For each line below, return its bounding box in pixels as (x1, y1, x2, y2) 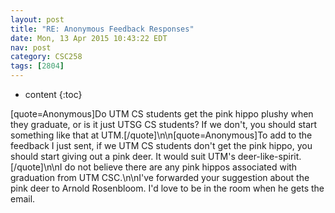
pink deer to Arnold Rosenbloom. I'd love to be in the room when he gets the (10, 182, 325, 194)
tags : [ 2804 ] (10, 61, 65, 71)
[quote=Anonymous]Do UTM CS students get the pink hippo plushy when (10, 108, 314, 120)
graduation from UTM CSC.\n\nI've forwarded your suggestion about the (10, 172, 310, 183)
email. (10, 193, 36, 205)
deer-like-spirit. (237, 151, 302, 162)
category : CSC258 (10, 52, 83, 62)
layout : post (10, 14, 65, 25)
